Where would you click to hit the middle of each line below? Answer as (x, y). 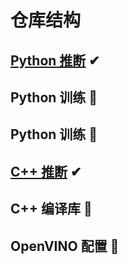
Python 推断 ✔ (55, 60)
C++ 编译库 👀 (51, 209)
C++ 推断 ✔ (46, 171)
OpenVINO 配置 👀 (65, 246)
